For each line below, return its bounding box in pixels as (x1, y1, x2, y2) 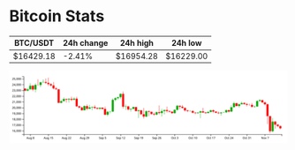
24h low (170, 38, 202, 49)
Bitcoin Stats (9, 6, 105, 26)
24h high (119, 38, 155, 49)
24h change (63, 38, 109, 49)
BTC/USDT (14, 38, 55, 49)
